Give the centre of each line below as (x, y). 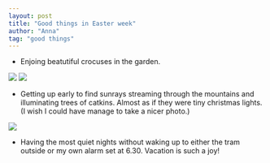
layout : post (30, 16)
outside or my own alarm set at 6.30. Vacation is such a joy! (120, 151)
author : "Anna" (34, 31)
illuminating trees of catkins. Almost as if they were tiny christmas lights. (141, 103)
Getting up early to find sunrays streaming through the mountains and (137, 94)
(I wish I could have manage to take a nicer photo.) (105, 111)
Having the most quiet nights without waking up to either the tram (130, 142)
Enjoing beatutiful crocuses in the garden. (90, 62)
